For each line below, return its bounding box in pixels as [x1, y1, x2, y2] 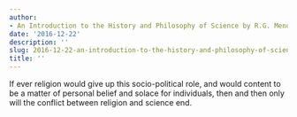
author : [9, 12, 38, 22]
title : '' [9, 54, 46, 63]
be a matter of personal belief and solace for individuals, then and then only [9, 88, 286, 98]
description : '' [9, 37, 69, 47]
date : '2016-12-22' [9, 29, 81, 38]
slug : [9, 46, 29, 55]
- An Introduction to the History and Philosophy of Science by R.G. [9, 21, 271, 30]
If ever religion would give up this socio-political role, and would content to [9, 79, 281, 89]
